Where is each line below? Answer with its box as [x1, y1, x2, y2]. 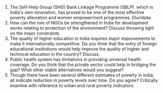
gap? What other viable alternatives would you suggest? [9, 67, 124, 73]
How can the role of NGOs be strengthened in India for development [9, 20, 149, 26]
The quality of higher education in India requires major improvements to [9, 35, 156, 41]
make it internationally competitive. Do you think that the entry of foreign [9, 41, 157, 46]
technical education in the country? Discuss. [9, 51, 100, 57]
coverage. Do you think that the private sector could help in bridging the [9, 62, 156, 67]
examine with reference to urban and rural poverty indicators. [9, 83, 135, 88]
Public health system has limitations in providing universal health [9, 57, 141, 62]
